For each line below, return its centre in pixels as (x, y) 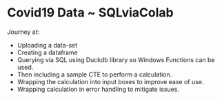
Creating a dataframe (47, 52)
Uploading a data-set (47, 45)
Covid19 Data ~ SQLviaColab (90, 13)
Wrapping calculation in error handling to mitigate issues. (98, 89)
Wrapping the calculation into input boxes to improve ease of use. (110, 81)
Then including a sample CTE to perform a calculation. (94, 74)
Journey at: (23, 32)
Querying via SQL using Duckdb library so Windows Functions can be (116, 59)
